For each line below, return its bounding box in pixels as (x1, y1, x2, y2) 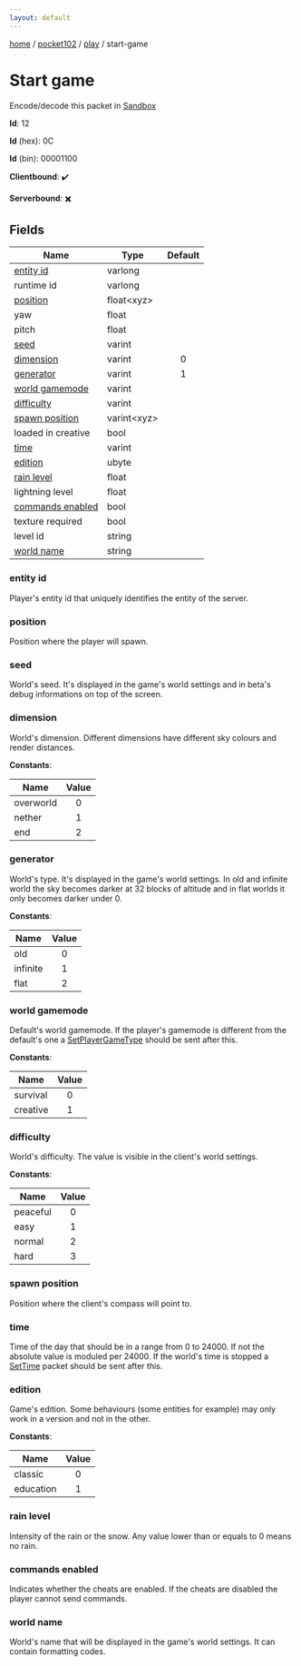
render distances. (9, 742, 75, 753)
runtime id (14, 279, 57, 291)
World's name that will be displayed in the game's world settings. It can (9, 1636, 276, 1648)
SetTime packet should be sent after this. (9, 1361, 163, 1372)
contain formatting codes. (9, 1646, 106, 1657)
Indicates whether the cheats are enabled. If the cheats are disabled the (9, 1583, 278, 1594)
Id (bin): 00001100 (9, 153, 78, 163)
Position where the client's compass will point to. (9, 1297, 192, 1308)
